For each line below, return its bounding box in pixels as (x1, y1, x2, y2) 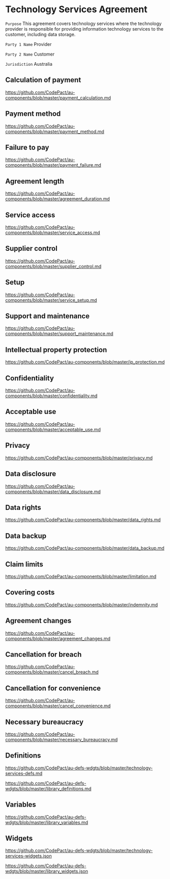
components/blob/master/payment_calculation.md (5, 94, 111, 100)
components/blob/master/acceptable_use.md (5, 426, 101, 432)
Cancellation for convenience (5, 684, 101, 692)
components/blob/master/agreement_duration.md (5, 196, 110, 202)
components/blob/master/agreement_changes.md (5, 635, 111, 641)
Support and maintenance (5, 312, 90, 321)
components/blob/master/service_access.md (5, 229, 100, 236)
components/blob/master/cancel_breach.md (5, 669, 99, 675)
